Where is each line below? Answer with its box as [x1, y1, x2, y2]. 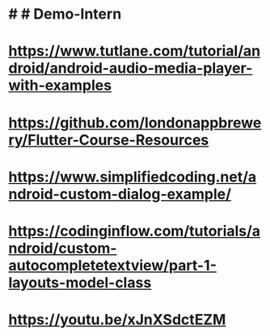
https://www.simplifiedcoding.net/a [8, 168, 257, 186]
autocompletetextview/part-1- [8, 256, 217, 274]
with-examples [8, 76, 112, 95]
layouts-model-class [8, 273, 152, 291]
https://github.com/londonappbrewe [8, 113, 262, 132]
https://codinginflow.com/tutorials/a [8, 222, 261, 240]
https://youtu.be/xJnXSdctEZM [8, 311, 226, 329]
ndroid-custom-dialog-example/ [8, 185, 232, 203]
